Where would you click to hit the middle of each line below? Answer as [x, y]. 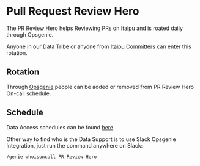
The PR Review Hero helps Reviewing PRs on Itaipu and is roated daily [95, 28]
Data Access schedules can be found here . [61, 127]
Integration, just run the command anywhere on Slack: [75, 145]
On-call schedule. [29, 93]
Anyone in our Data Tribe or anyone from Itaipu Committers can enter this [99, 46]
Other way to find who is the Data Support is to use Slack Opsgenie [91, 139]
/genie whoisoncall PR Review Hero [52, 157]
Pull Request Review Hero [73, 11]
